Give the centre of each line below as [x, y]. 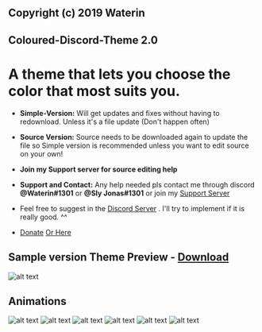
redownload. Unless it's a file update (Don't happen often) [115, 122]
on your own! [41, 153]
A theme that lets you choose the [119, 74]
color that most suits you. [94, 91]
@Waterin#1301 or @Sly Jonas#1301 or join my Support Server [125, 193]
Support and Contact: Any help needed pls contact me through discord [137, 184]
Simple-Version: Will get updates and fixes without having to [119, 113]
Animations [37, 301]
